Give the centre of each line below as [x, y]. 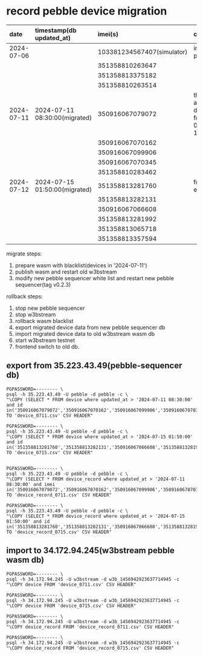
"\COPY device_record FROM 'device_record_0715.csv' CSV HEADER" [90, 648]
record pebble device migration [87, 11]
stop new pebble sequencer [50, 308]
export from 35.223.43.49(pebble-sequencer [94, 366]
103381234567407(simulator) [143, 51]
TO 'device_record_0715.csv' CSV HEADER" [59, 532]
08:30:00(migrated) [63, 117]
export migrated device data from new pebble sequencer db [90, 327]
